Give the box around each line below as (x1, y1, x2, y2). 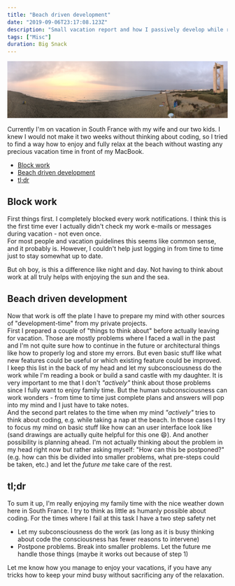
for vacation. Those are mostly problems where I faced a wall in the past (7, 334, 215, 342)
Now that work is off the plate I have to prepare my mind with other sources (7, 311, 225, 320)
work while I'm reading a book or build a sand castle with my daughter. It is (7, 371, 223, 379)
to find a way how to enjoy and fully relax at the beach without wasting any (7, 140, 223, 148)
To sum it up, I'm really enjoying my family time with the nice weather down (7, 499, 225, 507)
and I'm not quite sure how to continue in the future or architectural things (7, 341, 220, 350)
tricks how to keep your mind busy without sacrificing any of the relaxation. (7, 571, 225, 579)
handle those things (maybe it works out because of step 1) (17, 550, 189, 558)
